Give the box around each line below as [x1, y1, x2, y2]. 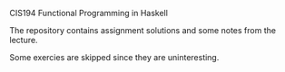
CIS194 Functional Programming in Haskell [9, 8, 168, 18]
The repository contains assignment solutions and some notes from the [9, 25, 277, 35]
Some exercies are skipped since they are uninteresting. [9, 52, 220, 62]
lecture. [9, 35, 38, 45]
